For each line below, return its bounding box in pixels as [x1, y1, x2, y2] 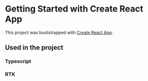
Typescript [5, 58, 31, 65]
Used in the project [5, 43, 64, 52]
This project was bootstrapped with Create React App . [5, 29, 114, 35]
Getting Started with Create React [5, 3, 144, 14]
